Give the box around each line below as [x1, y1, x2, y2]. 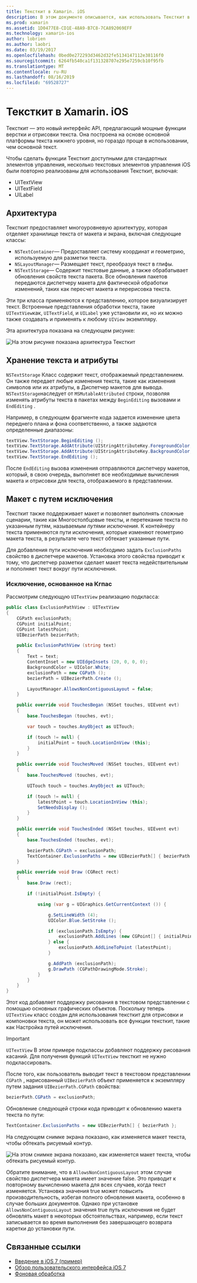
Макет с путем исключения [6, 494, 113, 504]
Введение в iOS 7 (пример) [14, 1258, 83, 1265]
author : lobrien [6, 36, 46, 42]
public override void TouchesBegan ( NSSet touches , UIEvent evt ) [16, 702, 180, 708]
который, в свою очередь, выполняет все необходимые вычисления [6, 471, 179, 478]
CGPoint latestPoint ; [16, 626, 69, 632]
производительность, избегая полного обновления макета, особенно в [6, 1194, 185, 1201]
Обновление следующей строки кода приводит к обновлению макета [6, 1105, 182, 1112]
